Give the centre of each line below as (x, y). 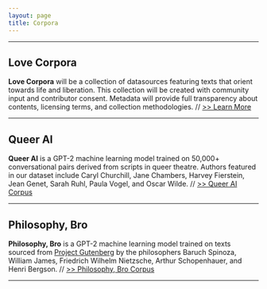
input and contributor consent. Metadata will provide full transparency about (133, 98)
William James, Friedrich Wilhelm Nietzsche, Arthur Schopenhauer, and (125, 260)
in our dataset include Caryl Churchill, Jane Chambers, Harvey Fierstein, (126, 175)
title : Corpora (33, 23)
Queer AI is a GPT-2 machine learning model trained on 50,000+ (114, 159)
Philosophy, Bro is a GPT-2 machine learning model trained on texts (120, 244)
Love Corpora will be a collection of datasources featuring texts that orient (130, 82)
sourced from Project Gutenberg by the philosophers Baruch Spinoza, (122, 252)
